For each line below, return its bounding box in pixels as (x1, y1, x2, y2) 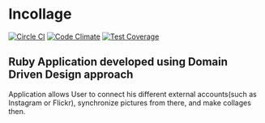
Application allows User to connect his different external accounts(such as (8, 89, 257, 99)
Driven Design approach (8, 68, 134, 82)
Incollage (8, 5, 72, 23)
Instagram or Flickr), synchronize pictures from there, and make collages (8, 98, 251, 108)
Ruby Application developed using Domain (8, 55, 229, 69)
